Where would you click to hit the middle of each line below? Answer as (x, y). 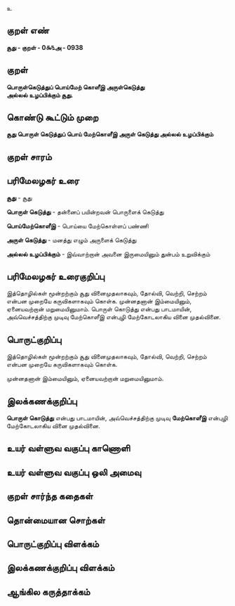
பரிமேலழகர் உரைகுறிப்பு (55, 277)
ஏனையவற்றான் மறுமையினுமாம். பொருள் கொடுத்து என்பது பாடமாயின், (99, 309)
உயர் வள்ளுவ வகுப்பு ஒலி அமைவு (74, 472)
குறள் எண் (28, 31)
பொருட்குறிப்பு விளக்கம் (53, 544)
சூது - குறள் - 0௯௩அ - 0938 (45, 47)
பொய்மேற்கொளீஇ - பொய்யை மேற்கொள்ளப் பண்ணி (78, 226)
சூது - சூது (19, 198)
